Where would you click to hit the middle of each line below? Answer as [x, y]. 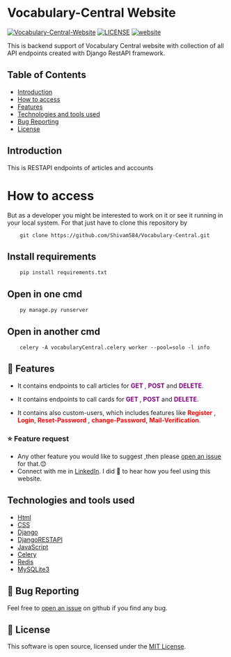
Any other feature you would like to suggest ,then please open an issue [119, 456]
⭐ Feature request [38, 439]
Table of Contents [47, 75]
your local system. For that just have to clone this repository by [97, 222]
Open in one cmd [45, 294]
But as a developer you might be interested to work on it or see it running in [115, 215]
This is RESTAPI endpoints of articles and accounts [80, 167]
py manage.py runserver [54, 310]
